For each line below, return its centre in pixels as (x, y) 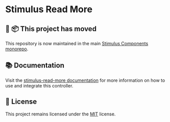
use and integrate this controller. (39, 85)
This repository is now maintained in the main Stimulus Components (77, 43)
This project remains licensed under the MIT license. (60, 114)
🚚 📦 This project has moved (51, 29)
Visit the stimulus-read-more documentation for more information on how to (85, 80)
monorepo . (17, 49)
